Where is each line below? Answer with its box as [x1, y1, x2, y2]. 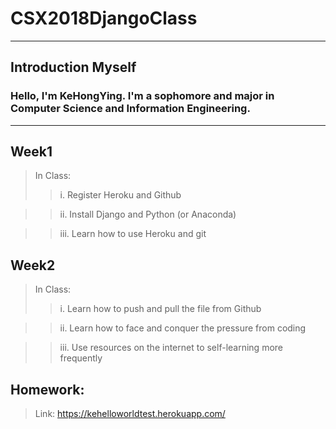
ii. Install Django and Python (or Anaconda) [59, 208, 237, 221]
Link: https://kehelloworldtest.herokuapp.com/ [34, 408, 226, 420]
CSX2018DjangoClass [10, 7, 198, 30]
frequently [59, 352, 103, 364]
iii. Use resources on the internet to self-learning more [59, 342, 283, 354]
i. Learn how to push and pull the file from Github [59, 303, 262, 315]
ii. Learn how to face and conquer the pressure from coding [59, 322, 307, 334]
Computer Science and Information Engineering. [10, 102, 251, 116]
